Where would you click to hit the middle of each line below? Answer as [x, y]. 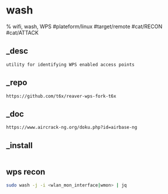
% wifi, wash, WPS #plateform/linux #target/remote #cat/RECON [84, 26]
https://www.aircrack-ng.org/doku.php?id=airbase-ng [72, 127]
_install [20, 145]
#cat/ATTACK [23, 32]
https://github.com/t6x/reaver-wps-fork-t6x [61, 96]
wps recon [26, 171]
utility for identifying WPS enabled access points [70, 64]
